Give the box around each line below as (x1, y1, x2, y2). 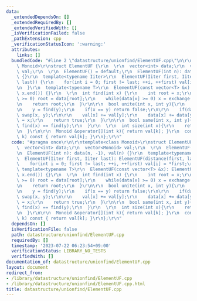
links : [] (16, 52, 41, 58)
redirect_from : (6, 270, 43, 276)
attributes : (11, 47, 41, 53)
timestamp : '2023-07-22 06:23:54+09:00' (11, 242, 111, 249)
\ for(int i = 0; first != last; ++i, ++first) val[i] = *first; (16, 161, 188, 167)
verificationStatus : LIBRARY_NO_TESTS (11, 248, 107, 254)
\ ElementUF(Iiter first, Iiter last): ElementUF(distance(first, (16, 156, 185, 162)
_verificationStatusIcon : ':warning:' (11, 42, 107, 47)
